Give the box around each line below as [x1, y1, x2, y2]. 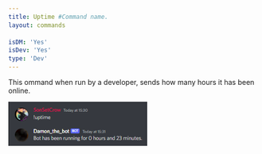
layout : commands [8, 21, 66, 29]
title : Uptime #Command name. [8, 13, 109, 21]
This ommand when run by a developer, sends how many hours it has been [8, 78, 255, 87]
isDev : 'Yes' [8, 46, 52, 55]
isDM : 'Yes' [8, 38, 48, 46]
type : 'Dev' [8, 55, 48, 63]
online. [8, 86, 30, 95]
